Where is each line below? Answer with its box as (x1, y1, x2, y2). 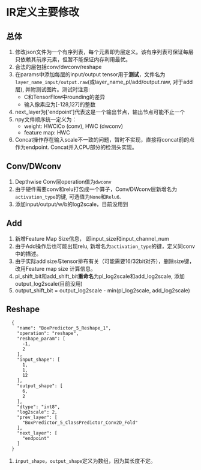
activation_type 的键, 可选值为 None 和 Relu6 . (14, 193, 121, 200)
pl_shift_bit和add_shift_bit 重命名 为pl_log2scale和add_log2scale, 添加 (14, 273, 185, 280)
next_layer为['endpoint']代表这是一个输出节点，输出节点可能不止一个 (14, 109, 185, 115)
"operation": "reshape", (17, 331, 79, 337)
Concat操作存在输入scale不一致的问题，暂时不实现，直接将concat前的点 (14, 136, 195, 143)
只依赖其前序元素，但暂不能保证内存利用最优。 (14, 56, 131, 63)
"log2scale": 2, (17, 409, 58, 415)
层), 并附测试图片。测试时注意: (14, 86, 90, 93)
